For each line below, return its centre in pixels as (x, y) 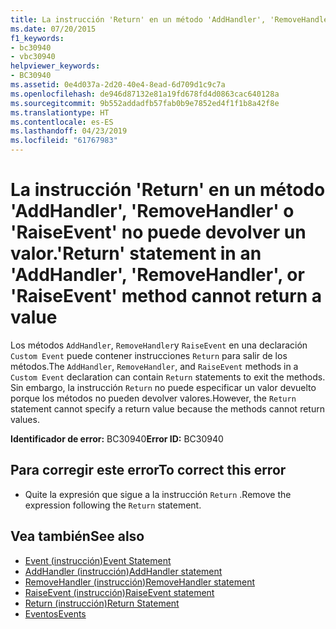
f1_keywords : (37, 38)
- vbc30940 (33, 57)
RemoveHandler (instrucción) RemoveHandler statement (139, 582)
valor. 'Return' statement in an (136, 253)
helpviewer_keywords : (55, 66)
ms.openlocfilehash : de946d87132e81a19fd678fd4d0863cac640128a (145, 94)
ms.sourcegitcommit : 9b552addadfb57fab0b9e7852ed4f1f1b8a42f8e (145, 103)
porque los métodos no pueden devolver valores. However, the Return (153, 398)
